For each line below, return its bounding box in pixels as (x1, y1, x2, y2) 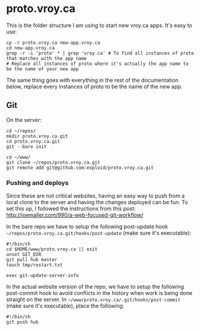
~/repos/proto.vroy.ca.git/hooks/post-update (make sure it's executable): (6, 229, 192, 237)
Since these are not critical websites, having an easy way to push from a (6, 192, 185, 199)
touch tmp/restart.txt (6, 262, 63, 269)
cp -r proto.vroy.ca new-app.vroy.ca (6, 40, 101, 46)
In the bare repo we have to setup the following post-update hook (6, 223, 168, 230)
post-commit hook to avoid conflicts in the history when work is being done (6, 290, 193, 297)
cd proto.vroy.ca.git (6, 138, 60, 144)
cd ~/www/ (6, 154, 31, 160)
